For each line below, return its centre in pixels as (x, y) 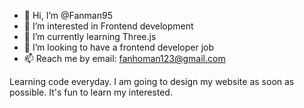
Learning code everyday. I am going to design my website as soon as (152, 81)
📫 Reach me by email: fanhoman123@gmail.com (124, 58)
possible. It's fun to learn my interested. (91, 92)
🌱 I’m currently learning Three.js (90, 36)
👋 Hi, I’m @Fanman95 (68, 15)
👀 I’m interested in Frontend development (108, 26)
